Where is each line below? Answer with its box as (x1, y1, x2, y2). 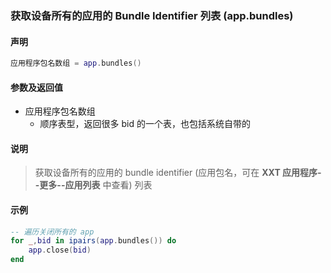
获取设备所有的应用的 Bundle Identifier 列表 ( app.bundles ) (10, 8, 294, 22)
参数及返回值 (10, 81, 63, 93)
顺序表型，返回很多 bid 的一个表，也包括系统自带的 (39, 118, 252, 130)
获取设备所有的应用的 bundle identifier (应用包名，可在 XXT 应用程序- (34, 167, 322, 179)
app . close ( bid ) (28, 245, 92, 256)
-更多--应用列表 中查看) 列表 (34, 179, 153, 191)
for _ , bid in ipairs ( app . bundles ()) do (10, 236, 177, 246)
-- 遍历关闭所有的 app (10, 227, 95, 237)
